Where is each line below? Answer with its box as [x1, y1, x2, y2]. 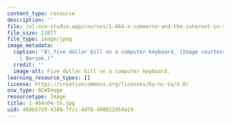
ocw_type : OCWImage [7, 87, 63, 94]
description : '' [7, 17, 54, 23]
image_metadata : [7, 42, 54, 49]
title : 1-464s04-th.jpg [7, 100, 76, 107]
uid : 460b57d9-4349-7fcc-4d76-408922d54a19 [7, 106, 134, 113]
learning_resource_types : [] [7, 74, 91, 81]
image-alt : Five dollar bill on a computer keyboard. [13, 68, 170, 74]
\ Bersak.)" [19, 55, 54, 62]
